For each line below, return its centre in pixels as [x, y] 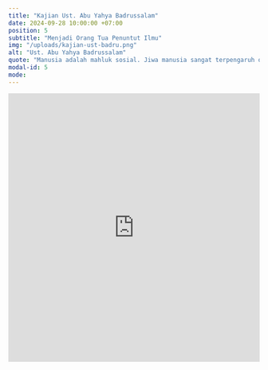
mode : [17, 75]
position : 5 [28, 30]
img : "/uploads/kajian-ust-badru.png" [73, 45]
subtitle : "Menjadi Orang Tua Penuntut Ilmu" [85, 38]
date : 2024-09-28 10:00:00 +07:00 [66, 23]
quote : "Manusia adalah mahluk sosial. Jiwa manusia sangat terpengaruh [132, 60]
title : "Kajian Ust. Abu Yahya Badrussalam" [83, 16]
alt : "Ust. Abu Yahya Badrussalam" [67, 53]
